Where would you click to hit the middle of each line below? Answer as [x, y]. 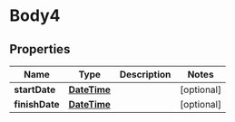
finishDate [37, 104]
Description [145, 75]
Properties [40, 49]
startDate [35, 89]
